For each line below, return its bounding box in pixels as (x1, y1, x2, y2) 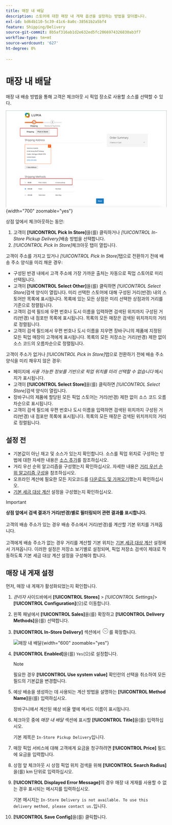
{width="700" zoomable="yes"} (6, 207, 73, 214)
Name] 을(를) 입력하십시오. (13, 695, 67, 701)
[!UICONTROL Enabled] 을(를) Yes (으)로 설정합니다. (13, 651, 118, 657)
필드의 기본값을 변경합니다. (13, 678, 67, 684)
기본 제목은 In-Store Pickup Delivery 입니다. (13, 734, 105, 740)
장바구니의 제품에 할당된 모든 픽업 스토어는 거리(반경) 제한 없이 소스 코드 (13, 394, 157, 400)
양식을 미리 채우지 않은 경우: (6, 358, 62, 364)
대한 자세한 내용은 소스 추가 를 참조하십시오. (22, 457, 109, 463)
